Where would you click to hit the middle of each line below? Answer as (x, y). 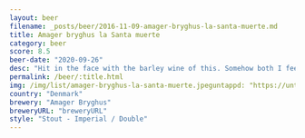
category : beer (38, 43)
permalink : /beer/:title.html (67, 77)
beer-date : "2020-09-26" (56, 60)
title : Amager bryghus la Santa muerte (85, 34)
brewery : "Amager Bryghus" (60, 102)
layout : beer (34, 18)
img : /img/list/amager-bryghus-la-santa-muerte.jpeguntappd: (128, 85)
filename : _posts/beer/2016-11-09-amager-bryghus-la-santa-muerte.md (144, 26)
